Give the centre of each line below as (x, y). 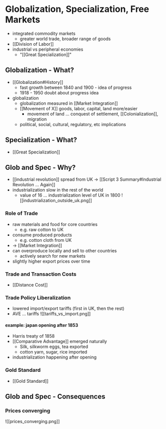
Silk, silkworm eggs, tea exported (54, 347)
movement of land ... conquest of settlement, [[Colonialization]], (93, 114)
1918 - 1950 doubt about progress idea (59, 92)
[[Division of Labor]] (33, 44)
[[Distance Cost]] (30, 285)
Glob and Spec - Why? (41, 167)
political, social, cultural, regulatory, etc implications (73, 124)
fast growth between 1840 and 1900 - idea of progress (76, 87)
